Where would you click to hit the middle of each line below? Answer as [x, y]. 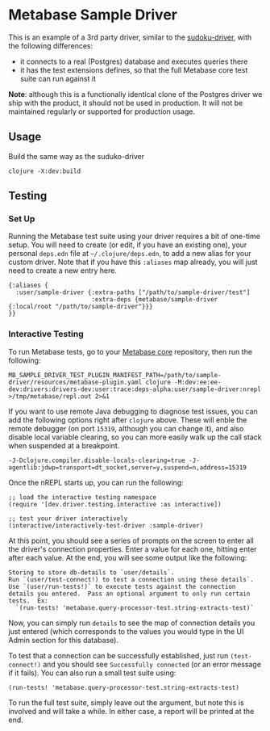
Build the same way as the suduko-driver [77, 156]
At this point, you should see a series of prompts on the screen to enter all [131, 540]
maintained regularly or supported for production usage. [102, 111]
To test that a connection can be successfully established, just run [118, 655]
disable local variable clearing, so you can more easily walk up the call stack [135, 437]
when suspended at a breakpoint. [64, 445]
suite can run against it [58, 78]
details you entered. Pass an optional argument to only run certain [129, 594]
